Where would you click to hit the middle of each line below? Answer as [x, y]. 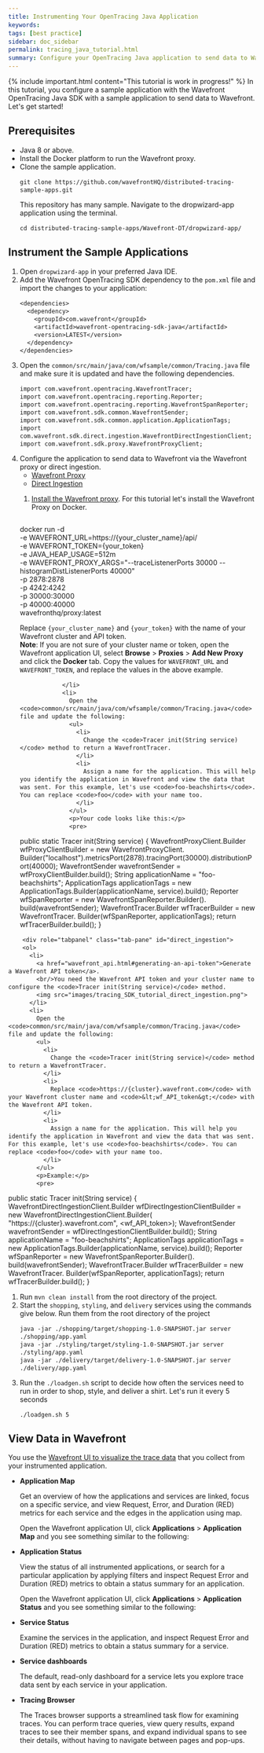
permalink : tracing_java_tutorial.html [73, 50]
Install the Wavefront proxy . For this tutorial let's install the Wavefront [143, 498]
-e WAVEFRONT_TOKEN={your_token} [81, 545]
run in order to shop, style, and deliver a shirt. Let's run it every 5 [125, 1391]
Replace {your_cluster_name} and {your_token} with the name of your [132, 628]
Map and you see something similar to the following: [104, 1537]
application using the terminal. [68, 213]
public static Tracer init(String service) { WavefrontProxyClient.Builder [132, 841]
